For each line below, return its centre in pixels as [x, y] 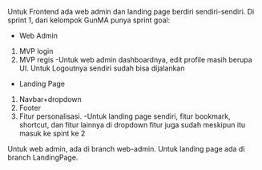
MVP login [36, 51]
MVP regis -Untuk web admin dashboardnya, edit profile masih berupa [136, 60]
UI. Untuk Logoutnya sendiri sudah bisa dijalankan [102, 68]
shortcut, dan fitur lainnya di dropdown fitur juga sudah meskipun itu [132, 125]
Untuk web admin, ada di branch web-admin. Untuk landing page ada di [126, 149]
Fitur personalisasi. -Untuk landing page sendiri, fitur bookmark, [125, 116]
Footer [30, 108]
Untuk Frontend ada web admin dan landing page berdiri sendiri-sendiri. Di [131, 12]
